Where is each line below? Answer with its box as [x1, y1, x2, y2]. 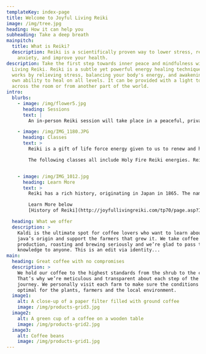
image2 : [12, 310, 32, 316]
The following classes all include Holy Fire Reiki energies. [28, 157, 191, 163]
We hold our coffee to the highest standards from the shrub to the [17, 270, 196, 276]
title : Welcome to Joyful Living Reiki [6, 15, 109, 21]
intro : [6, 89, 23, 95]
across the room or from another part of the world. [12, 84, 150, 90]
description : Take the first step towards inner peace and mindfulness [6, 60, 193, 66]
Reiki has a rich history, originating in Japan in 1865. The [28, 191, 191, 197]
